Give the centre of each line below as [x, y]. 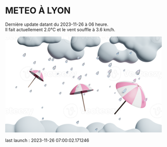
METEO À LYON [38, 11]
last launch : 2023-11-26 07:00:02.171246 [47, 141]
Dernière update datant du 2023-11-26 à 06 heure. [57, 24]
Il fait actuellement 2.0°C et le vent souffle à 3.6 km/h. [60, 29]
